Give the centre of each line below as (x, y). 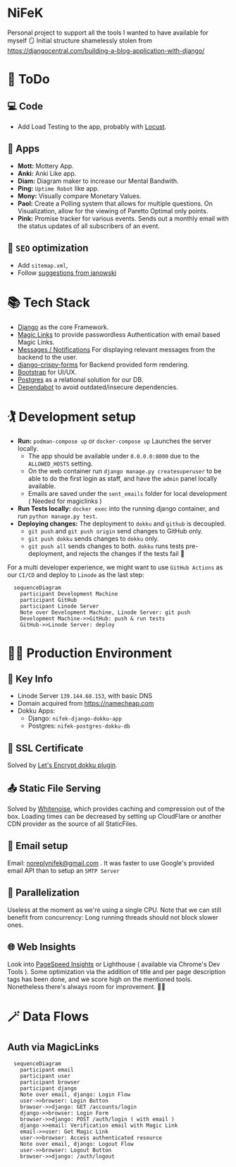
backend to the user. (47, 357)
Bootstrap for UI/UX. (47, 372)
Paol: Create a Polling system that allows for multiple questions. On (115, 203)
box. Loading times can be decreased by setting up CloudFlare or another (114, 817)
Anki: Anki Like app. (47, 173)
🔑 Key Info (30, 679)
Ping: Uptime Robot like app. (58, 188)
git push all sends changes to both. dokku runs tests (106, 546)
